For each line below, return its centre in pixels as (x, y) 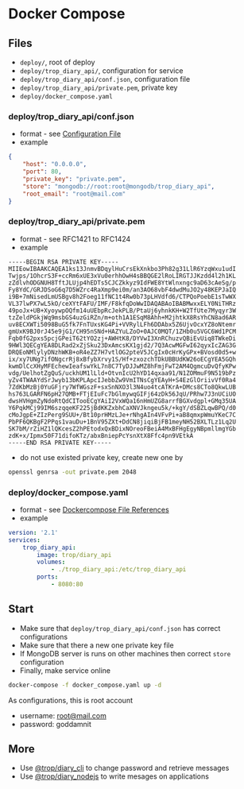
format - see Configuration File (70, 134)
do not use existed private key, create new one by (101, 457)
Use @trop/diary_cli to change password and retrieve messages (124, 768)
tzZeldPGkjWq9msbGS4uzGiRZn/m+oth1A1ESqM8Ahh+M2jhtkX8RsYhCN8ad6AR (122, 317)
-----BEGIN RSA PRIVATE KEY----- (64, 262)
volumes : (51, 562)
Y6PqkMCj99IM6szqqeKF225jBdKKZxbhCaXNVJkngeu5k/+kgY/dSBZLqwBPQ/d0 (122, 408)
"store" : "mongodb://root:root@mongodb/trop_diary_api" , (119, 186)
